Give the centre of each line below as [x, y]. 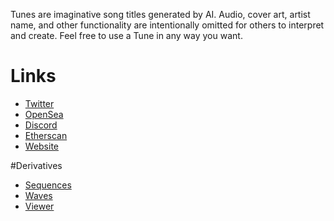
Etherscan [46, 135]
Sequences [48, 185]
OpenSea [44, 114]
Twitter [39, 103]
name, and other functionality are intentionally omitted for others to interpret [167, 25]
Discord [41, 125]
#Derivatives [36, 165]
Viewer [39, 206]
